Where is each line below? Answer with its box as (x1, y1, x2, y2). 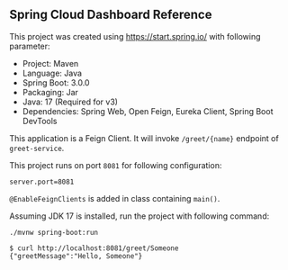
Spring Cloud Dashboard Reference (9, 7, 212, 22)
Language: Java (22, 67, 83, 78)
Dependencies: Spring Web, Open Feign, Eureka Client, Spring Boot (22, 105, 274, 116)
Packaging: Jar (22, 86, 79, 97)
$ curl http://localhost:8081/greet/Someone (9, 243, 179, 253)
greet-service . (9, 142, 65, 153)
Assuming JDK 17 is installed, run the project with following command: (9, 211, 270, 221)
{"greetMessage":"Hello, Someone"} (9, 251, 143, 260)
